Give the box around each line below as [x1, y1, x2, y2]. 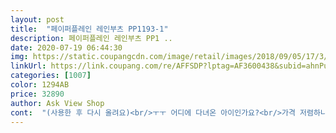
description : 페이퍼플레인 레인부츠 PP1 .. [10, 33, 173, 43]
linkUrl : [10, 61, 47, 71]
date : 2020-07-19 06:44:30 [10, 42, 123, 53]
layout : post [10, 14, 65, 25]
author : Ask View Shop [10, 98, 105, 108]
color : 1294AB [10, 80, 70, 90]
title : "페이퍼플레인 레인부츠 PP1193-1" [10, 24, 169, 34]
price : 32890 [10, 89, 65, 99]
